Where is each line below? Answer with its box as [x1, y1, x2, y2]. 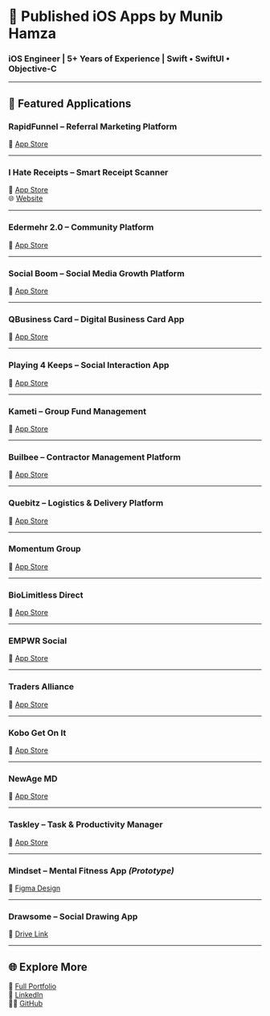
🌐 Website [8, 193, 43, 204]
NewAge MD [8, 773, 58, 784]
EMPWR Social [8, 635, 67, 646]
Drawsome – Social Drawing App [8, 911, 138, 922]
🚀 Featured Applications [8, 97, 132, 110]
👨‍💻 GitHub [8, 998, 43, 1009]
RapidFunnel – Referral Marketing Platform [8, 121, 178, 132]
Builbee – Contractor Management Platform [8, 451, 182, 462]
